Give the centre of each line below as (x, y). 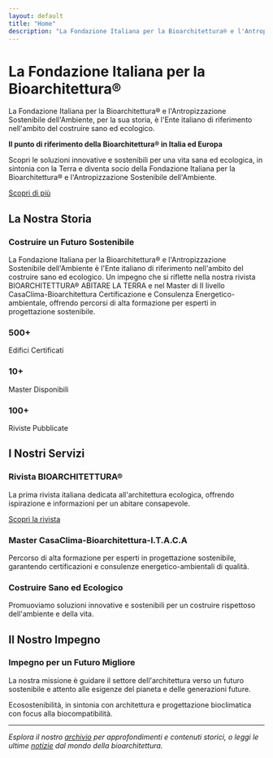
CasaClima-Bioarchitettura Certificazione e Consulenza (101, 294)
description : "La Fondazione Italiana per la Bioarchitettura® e (121, 31)
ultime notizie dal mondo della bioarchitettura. (86, 745)
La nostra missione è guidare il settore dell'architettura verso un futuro (126, 680)
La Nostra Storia (50, 219)
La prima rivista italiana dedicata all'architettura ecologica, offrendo (121, 494)
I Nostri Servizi (47, 454)
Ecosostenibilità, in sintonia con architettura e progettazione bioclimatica (130, 704)
